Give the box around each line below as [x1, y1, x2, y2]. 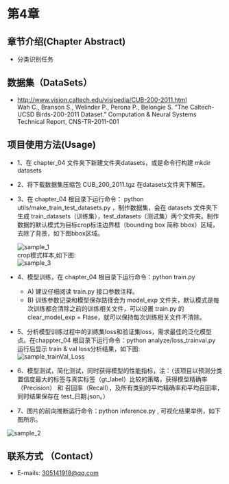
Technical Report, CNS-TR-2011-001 [16, 117, 119, 125]
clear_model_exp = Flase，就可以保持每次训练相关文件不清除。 [27, 313, 206, 321]
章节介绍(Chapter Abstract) [7, 36, 126, 47]
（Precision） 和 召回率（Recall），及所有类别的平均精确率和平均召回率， [16, 383, 224, 392]
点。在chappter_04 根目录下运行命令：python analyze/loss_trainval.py [16, 336, 216, 344]
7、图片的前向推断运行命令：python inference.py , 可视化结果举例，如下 [16, 407, 221, 415]
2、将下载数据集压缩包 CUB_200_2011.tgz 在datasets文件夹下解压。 [16, 180, 209, 188]
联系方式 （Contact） [7, 450, 99, 462]
